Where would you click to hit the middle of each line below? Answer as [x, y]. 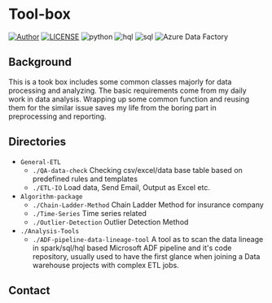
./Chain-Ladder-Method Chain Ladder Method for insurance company [148, 205]
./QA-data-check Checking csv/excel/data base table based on [137, 170]
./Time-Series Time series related [89, 213]
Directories [37, 142]
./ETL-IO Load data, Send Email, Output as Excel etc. [121, 187]
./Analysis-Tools [50, 231]
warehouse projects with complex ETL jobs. [105, 265]
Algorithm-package [51, 197]
